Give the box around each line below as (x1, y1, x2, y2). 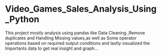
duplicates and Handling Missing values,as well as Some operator (5, 35, 137, 41)
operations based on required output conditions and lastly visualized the (5, 40, 150, 46)
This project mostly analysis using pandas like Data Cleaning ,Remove (5, 30, 145, 36)
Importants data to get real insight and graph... (5, 45, 98, 51)
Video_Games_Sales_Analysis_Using (5, 3, 157, 15)
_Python (5, 14, 40, 25)
